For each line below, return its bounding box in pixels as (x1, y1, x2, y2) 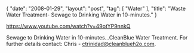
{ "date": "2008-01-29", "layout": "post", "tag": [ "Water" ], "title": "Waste (6, 5, 186, 12)
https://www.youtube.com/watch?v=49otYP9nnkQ (6, 23, 131, 29)
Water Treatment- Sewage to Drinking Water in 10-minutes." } (6, 11, 157, 18)
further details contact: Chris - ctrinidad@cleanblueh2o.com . (6, 41, 156, 47)
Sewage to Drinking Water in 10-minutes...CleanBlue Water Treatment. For (6, 34, 188, 41)
